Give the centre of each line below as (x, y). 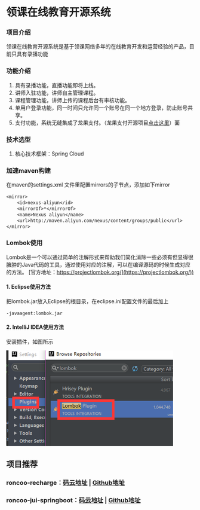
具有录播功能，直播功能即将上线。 (57, 85)
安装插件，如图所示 (30, 342)
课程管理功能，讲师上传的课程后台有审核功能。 (72, 100)
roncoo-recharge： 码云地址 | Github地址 (66, 483)
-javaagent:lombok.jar (34, 313)
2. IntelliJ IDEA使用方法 (35, 327)
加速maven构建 (29, 171)
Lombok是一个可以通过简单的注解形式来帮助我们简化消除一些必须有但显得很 (100, 257)
